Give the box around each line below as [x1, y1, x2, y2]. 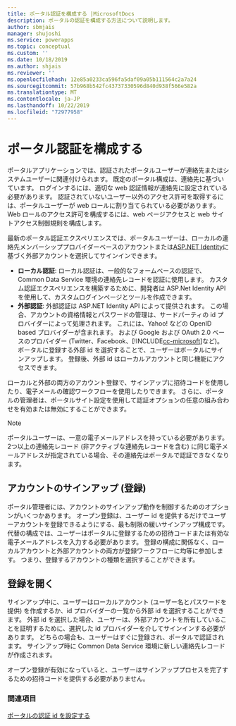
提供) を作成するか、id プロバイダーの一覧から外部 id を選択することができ [7, 607, 224, 615]
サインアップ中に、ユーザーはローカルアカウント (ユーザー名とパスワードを [7, 598, 228, 606]
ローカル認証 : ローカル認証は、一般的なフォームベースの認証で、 [17, 266, 206, 275]
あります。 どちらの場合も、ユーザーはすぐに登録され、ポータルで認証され [7, 633, 224, 641]
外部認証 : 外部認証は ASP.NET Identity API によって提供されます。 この [17, 301, 223, 310]
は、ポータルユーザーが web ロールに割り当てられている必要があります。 [7, 201, 220, 209]
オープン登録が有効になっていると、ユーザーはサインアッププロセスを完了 [7, 665, 223, 674]
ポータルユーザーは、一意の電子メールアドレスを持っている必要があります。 [7, 433, 229, 441]
